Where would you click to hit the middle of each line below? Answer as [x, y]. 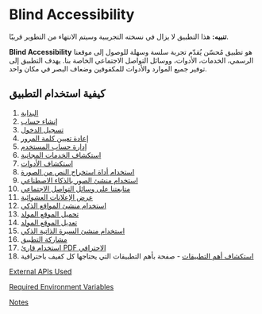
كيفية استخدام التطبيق [57, 94]
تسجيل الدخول [42, 129]
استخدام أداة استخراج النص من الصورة [77, 171]
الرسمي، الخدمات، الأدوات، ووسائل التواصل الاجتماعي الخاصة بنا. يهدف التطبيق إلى [131, 60]
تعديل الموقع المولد [49, 222]
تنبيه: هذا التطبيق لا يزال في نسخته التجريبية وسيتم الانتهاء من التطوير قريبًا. [119, 36]
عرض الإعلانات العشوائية [57, 197]
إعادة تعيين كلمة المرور [54, 138]
